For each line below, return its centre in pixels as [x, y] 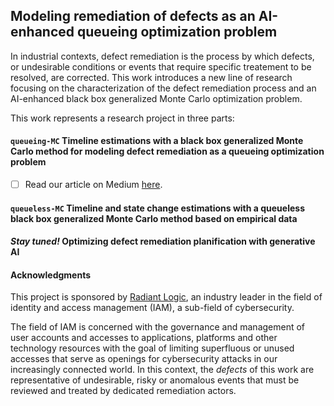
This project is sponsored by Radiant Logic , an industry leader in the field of [166, 297]
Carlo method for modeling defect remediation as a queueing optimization [167, 151]
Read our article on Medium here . [93, 185]
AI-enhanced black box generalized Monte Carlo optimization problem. [156, 98]
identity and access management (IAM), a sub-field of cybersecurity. [152, 308]
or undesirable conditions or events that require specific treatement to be [161, 66]
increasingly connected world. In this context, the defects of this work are [162, 370]
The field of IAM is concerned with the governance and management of [158, 327]
